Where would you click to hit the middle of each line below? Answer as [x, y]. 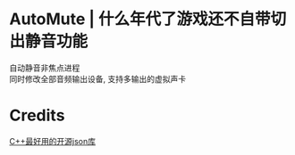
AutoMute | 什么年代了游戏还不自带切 [148, 19]
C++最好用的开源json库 [53, 141]
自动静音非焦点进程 [45, 68]
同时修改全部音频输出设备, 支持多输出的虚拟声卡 [97, 78]
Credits [37, 115]
